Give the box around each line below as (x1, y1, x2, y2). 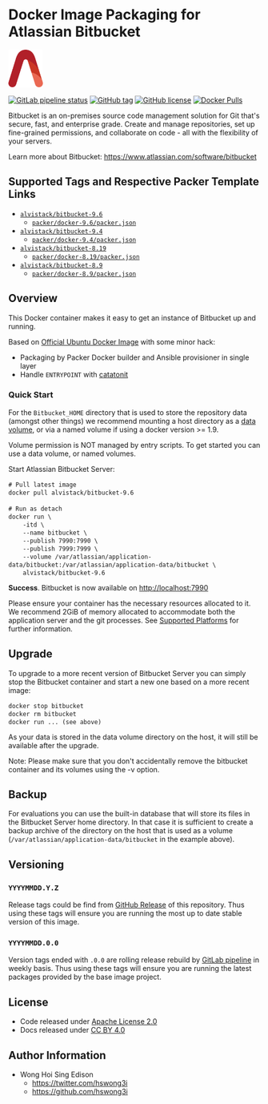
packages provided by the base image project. (8, 972, 162, 982)
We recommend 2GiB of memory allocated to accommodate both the (8, 606, 236, 616)
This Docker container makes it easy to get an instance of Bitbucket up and (8, 312, 256, 322)
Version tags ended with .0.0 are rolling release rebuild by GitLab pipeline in (8, 955, 260, 965)
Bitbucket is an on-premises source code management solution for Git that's (8, 111, 260, 120)
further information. (8, 623, 74, 634)
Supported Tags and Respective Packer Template (8, 175, 260, 189)
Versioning (8, 857, 64, 871)
